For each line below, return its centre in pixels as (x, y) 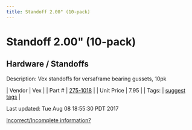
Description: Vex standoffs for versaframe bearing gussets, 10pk (87, 79)
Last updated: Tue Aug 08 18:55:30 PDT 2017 (62, 108)
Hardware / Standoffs (47, 64)
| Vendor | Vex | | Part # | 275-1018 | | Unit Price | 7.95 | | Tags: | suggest (96, 90)
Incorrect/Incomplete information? (49, 120)
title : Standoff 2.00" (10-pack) (48, 12)
